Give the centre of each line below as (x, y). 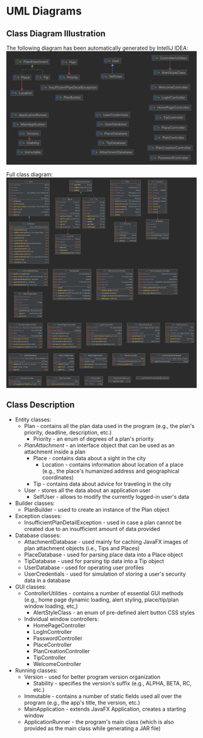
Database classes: (38, 535)
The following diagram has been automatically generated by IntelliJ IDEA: (97, 48)
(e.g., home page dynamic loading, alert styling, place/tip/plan (101, 599)
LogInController (53, 631)
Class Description (40, 405)
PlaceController (52, 644)
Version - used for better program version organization (92, 677)
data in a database (47, 580)
